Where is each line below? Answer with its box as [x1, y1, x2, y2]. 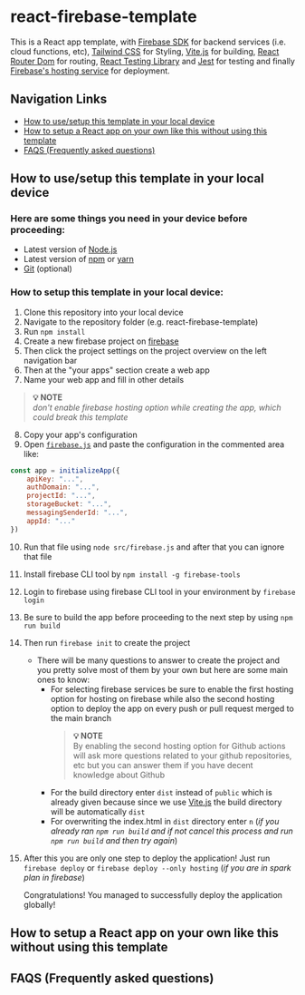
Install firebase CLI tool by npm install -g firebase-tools [23, 569, 241, 580]
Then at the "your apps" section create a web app [23, 365, 211, 376]
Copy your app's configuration [23, 429, 138, 440]
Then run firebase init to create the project [23, 637, 191, 648]
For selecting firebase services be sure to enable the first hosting [50, 683, 294, 695]
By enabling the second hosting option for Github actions [72, 740, 286, 751]
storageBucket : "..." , [26, 500, 112, 509]
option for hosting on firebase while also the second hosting [50, 693, 275, 704]
